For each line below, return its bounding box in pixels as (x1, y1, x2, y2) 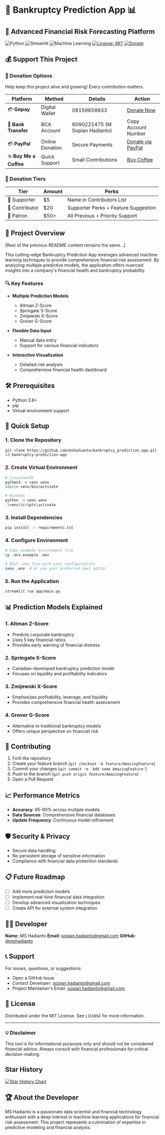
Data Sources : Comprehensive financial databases (12, 812, 115, 818)
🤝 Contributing (5, 742, 51, 751)
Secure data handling (12, 848, 55, 853)
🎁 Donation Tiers (5, 175, 46, 182)
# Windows (5, 493, 26, 498)
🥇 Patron (7, 212, 28, 219)
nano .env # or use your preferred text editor (5, 566, 107, 571)
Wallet (41, 110, 55, 117)
